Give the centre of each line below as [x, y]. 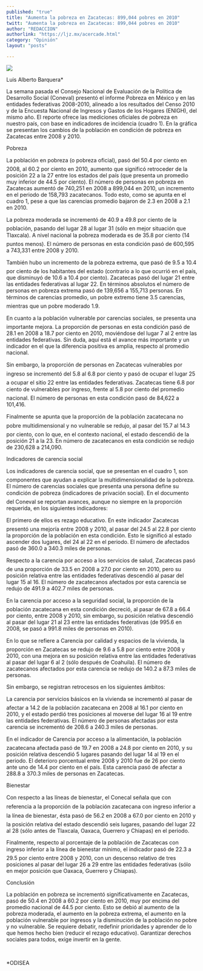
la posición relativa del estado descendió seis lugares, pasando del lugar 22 [101, 824]
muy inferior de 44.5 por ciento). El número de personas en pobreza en [95, 182]
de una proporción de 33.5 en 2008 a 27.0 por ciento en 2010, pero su [94, 569]
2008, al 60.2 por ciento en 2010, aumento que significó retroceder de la [97, 169]
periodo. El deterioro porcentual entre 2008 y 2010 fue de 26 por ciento [96, 760]
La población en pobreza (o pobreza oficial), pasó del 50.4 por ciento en [97, 160]
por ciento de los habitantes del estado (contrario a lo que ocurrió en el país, [102, 271]
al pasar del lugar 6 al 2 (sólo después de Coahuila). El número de [88, 662]
